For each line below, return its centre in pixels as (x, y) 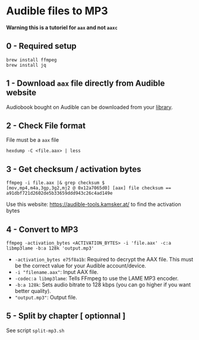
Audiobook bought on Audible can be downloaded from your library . (90, 107)
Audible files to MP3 (57, 11)
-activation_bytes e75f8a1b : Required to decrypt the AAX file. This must (104, 259)
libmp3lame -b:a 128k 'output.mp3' (50, 248)
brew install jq (26, 65)
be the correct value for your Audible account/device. (80, 266)
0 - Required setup (42, 46)
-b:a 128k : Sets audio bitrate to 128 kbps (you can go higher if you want (103, 285)
